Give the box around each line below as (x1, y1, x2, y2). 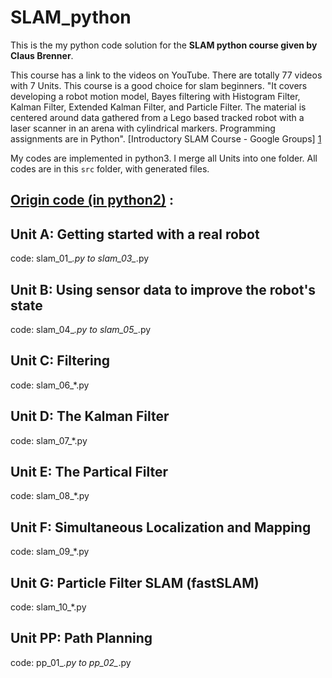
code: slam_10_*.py (10, 601, 87, 613)
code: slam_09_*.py (10, 546, 90, 558)
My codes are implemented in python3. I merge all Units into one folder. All (10, 152, 318, 164)
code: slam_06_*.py (10, 379, 90, 391)
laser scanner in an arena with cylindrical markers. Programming (10, 122, 276, 134)
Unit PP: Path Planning (10, 630, 153, 647)
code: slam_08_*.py (10, 490, 90, 502)
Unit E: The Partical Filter (10, 463, 168, 480)
